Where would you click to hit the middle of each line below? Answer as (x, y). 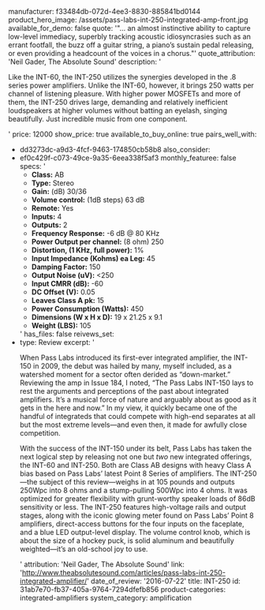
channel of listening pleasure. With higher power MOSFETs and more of (125, 94)
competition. (40, 433)
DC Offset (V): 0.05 (63, 292)
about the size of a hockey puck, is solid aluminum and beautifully (127, 541)
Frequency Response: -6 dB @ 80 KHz (95, 233)
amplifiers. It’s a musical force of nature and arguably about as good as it (138, 399)
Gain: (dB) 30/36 (59, 191)
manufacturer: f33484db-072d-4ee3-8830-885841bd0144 (105, 11)
